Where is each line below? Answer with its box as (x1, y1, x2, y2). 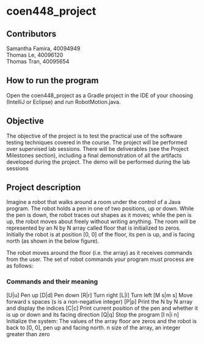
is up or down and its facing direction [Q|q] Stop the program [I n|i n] (6, 310, 179, 318)
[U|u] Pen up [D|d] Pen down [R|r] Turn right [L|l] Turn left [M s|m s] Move (6, 291, 193, 299)
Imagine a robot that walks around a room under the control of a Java (6, 199, 181, 206)
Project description (6, 182, 81, 193)
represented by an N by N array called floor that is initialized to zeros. (6, 224, 181, 232)
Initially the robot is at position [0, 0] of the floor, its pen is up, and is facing (6, 231, 195, 238)
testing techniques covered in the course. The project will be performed (6, 139, 188, 146)
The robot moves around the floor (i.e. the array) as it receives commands (6, 249, 192, 257)
